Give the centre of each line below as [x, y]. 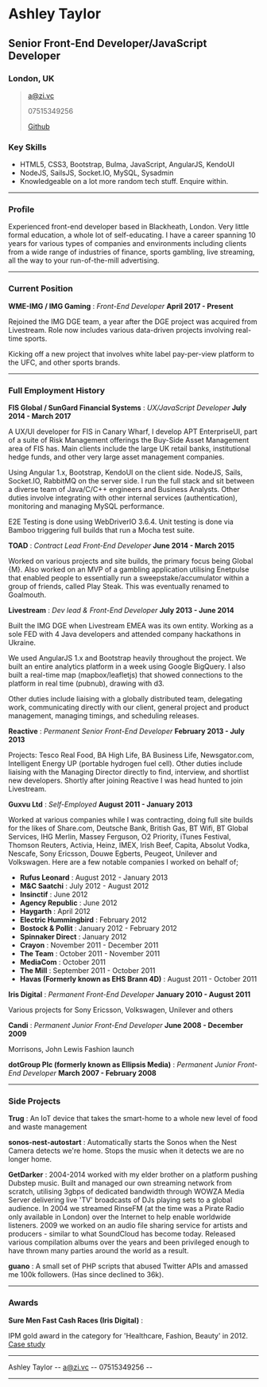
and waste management [48, 1127]
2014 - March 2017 [40, 416]
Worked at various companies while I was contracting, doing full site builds [131, 820]
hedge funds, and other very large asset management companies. [116, 457]
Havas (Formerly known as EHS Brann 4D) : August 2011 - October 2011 [138, 979]
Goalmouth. [27, 595]
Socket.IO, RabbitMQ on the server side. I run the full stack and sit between [131, 481]
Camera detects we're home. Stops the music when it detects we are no [126, 1151]
